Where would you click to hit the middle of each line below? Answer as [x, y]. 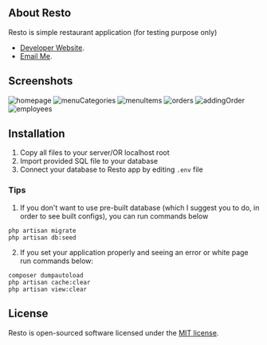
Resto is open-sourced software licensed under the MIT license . [114, 332]
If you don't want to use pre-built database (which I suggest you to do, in [139, 207]
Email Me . [36, 56]
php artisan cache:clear [49, 282]
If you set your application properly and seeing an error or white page [134, 252]
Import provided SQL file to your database [88, 161]
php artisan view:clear [48, 289]
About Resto [40, 13]
